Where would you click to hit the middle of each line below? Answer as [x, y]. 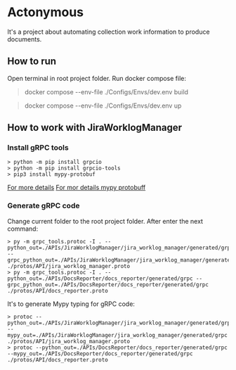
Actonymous [46, 12]
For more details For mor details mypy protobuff [77, 188]
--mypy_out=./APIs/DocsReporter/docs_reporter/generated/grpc [100, 353]
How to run [32, 62]
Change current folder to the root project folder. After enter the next [105, 221]
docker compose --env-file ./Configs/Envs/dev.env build [106, 91]
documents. [25, 39]
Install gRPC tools [38, 148]
